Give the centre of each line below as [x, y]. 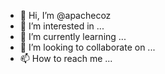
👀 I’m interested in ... [62, 26]
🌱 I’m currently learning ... [73, 36]
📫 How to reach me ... [66, 58]
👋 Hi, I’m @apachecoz [65, 15]
